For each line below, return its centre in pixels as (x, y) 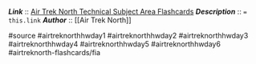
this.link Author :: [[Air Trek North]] (70, 20)
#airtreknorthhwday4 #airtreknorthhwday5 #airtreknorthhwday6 (114, 44)
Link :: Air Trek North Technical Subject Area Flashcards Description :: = (128, 12)
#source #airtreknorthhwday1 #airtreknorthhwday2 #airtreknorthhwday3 (128, 36)
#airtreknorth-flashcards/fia (55, 52)
